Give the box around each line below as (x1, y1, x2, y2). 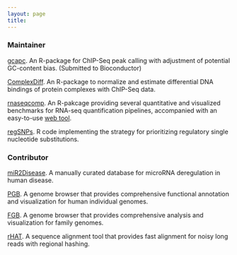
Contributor (7, 153, 49, 162)
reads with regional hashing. (7, 239, 90, 248)
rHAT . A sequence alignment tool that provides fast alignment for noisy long (7, 232, 229, 241)
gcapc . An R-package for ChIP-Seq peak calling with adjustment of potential (7, 56, 231, 64)
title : (7, 17, 27, 24)
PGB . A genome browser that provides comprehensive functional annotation (7, 190, 230, 198)
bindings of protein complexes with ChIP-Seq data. (7, 85, 156, 93)
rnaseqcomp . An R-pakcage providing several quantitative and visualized (7, 98, 221, 107)
